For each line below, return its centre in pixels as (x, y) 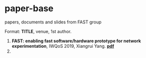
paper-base (29, 9)
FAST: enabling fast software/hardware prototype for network (76, 41)
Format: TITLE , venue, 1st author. (38, 31)
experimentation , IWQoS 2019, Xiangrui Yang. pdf (63, 46)
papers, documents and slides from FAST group (53, 22)
